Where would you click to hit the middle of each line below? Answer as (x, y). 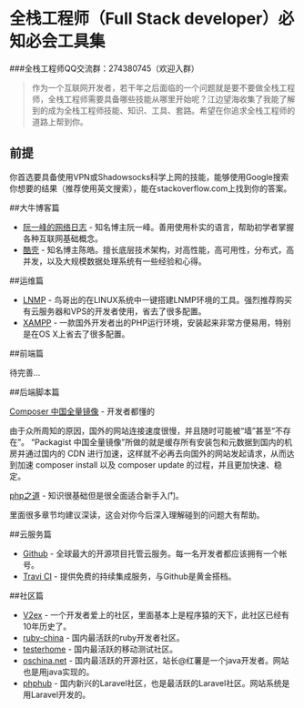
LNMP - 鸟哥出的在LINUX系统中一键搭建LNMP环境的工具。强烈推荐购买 (157, 299)
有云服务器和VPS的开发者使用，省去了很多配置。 (114, 311)
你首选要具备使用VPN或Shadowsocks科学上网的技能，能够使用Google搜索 (149, 177)
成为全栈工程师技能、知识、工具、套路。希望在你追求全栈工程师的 (172, 110)
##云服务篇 (30, 534)
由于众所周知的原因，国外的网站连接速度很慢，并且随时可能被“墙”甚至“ (142, 430)
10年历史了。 (47, 626)
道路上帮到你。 (60, 121)
